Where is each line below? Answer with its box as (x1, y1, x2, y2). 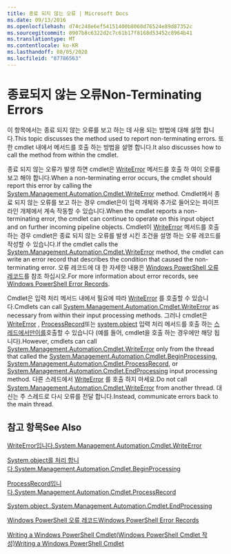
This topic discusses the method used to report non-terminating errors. (14, 134, 217, 142)
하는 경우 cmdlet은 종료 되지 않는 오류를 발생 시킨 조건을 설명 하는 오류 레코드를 (7, 231, 221, 239)
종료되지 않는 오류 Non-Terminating (7, 87, 202, 102)
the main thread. (7, 399, 54, 408)
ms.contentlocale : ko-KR (7, 42, 79, 49)
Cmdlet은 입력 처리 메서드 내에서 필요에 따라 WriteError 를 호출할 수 (7, 294, 191, 302)
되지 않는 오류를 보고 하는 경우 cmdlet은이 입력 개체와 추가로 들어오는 (14, 198, 201, 206)
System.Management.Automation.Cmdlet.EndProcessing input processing (7, 366, 218, 375)
